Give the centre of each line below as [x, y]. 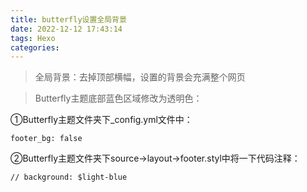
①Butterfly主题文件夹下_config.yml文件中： [101, 120]
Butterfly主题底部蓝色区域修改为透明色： [118, 98]
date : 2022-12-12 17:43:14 [66, 29]
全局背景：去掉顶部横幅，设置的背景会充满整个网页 [140, 77]
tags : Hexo [33, 38]
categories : [35, 47]
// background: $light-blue [69, 177]
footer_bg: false [46, 139]
